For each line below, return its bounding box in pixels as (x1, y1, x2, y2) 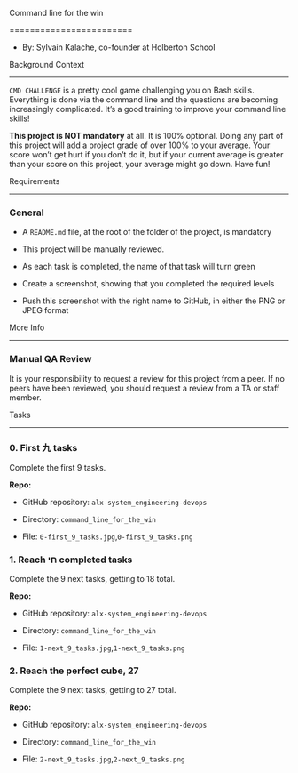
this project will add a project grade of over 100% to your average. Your (9, 140, 271, 150)
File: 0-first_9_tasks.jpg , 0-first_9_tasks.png (21, 531, 193, 542)
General (9, 206, 44, 219)
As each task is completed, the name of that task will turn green (21, 262, 255, 272)
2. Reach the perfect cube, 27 (9, 664, 139, 677)
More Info (9, 322, 45, 333)
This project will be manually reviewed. (21, 244, 165, 254)
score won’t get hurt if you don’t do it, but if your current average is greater (9, 149, 284, 159)
